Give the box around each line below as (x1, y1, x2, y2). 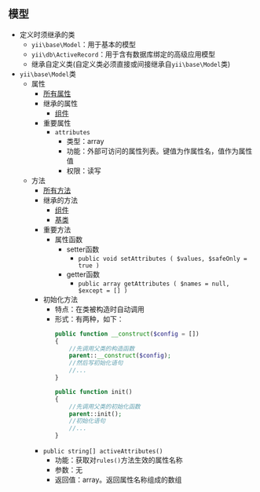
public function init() (54, 387, 133, 395)
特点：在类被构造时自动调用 (54, 304, 145, 314)
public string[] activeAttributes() (42, 447, 163, 456)
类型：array (66, 136, 104, 145)
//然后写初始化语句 (68, 359, 123, 367)
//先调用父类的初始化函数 (68, 402, 141, 410)
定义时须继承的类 (19, 30, 75, 39)
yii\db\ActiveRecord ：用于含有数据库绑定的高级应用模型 (31, 50, 216, 59)
